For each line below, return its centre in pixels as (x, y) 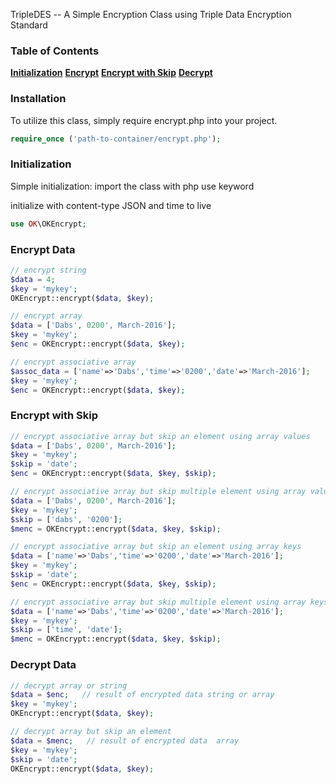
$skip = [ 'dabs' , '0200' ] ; (66, 519)
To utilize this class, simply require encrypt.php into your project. (144, 120)
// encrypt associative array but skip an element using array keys (156, 547)
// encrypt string (48, 270)
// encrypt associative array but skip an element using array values (160, 436)
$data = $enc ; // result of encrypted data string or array (142, 695)
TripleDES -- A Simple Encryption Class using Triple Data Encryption (151, 14)
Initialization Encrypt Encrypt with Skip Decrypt (111, 73)
